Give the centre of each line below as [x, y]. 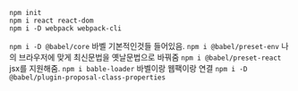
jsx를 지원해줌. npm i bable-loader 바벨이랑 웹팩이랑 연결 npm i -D [128, 68]
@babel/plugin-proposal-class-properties [88, 78]
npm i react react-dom [51, 21]
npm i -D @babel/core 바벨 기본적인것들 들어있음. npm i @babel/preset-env [145, 46]
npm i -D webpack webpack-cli [66, 29]
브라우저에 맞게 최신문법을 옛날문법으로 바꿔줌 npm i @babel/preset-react [150, 57]
